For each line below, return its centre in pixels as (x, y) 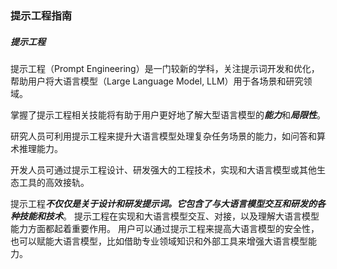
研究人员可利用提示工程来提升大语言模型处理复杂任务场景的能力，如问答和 (163, 136)
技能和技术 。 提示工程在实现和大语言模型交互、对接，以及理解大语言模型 (169, 216)
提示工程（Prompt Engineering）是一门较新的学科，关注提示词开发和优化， (165, 68)
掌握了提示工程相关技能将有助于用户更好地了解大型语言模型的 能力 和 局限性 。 (168, 114)
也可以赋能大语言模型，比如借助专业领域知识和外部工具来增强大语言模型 (159, 241)
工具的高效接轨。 (54, 182)
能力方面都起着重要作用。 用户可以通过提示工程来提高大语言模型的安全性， (165, 228)
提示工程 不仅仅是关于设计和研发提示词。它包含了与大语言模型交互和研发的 (163, 203)
